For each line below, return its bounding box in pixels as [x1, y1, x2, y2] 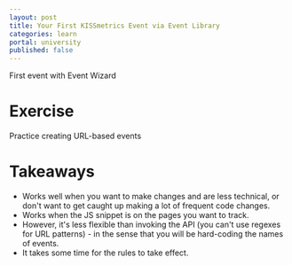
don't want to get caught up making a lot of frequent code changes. [21, 200, 271, 211]
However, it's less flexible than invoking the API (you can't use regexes [21, 219, 281, 230]
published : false [9, 46, 74, 55]
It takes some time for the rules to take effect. [21, 247, 189, 258]
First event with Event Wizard [9, 70, 117, 81]
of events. [21, 238, 59, 248]
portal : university [9, 37, 82, 47]
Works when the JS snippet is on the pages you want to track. [21, 210, 250, 220]
